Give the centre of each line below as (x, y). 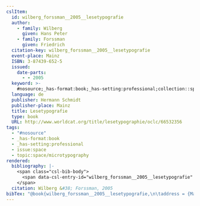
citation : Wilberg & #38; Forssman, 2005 (62, 188)
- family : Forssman (41, 39)
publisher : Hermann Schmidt (46, 100)
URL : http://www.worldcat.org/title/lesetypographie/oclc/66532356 (97, 122)
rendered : (18, 161)
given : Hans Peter (45, 34)
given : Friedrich (43, 45)
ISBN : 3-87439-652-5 (37, 61)
